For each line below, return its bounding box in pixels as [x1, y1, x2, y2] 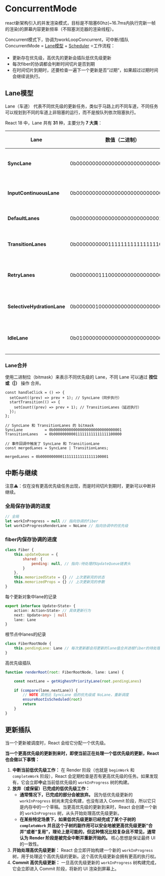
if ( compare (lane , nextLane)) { [14, 688, 78, 693]
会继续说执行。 [12, 73, 43, 79]
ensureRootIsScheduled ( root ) [23, 697, 82, 702]
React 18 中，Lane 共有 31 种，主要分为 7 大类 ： [5, 119, 103, 126]
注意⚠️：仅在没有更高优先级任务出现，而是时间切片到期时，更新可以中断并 [5, 483, 156, 489]
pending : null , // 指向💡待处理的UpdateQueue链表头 [31, 561, 131, 566]
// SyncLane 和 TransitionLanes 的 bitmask [5, 423, 94, 428]
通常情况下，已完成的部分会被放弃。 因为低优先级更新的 [19, 792, 133, 798]
